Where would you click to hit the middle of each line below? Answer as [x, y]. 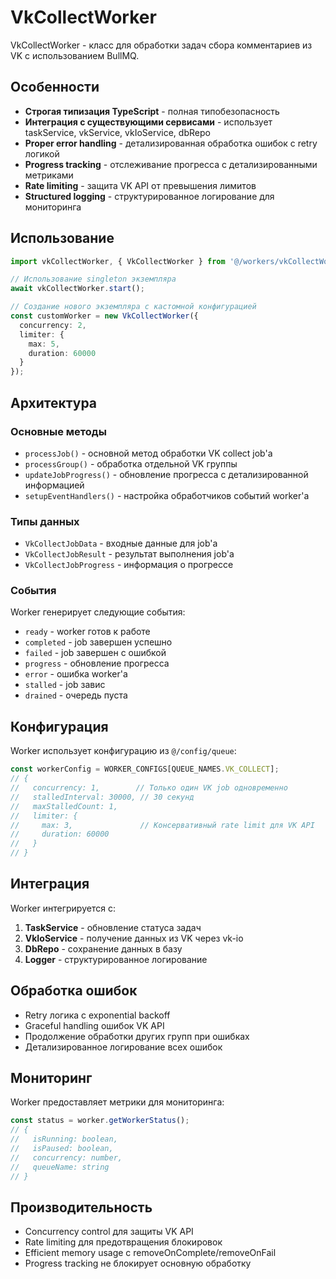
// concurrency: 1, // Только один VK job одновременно [149, 788]
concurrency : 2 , [53, 325]
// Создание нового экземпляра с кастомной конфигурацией [133, 307]
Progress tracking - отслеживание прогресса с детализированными [171, 164]
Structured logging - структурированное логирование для [149, 196]
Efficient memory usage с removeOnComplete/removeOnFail [150, 1253]
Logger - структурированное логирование [116, 959]
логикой [42, 153]
